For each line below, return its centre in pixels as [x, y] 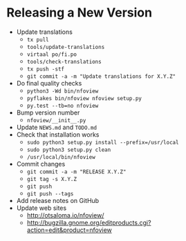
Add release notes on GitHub [58, 200]
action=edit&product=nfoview [69, 230]
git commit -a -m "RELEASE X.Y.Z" [76, 172]
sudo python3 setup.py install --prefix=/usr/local [103, 142]
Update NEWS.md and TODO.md [57, 127]
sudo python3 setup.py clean [69, 150]
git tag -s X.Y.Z [52, 179]
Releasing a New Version [80, 13]
